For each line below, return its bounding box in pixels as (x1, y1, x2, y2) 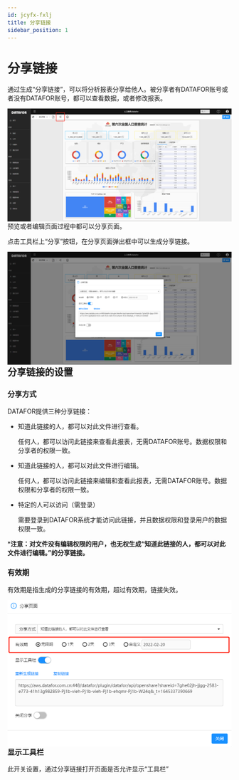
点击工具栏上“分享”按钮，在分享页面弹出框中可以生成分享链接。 (7, 237, 194, 246)
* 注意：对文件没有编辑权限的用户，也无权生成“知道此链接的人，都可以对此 (7, 539, 226, 548)
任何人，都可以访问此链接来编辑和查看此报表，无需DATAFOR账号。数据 (17, 476, 228, 485)
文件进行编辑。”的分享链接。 (7, 548, 89, 557)
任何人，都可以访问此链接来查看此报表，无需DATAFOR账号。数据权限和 (17, 437, 228, 446)
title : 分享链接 (7, 19, 51, 26)
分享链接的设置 (7, 367, 73, 379)
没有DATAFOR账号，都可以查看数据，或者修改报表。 (13, 94, 167, 102)
